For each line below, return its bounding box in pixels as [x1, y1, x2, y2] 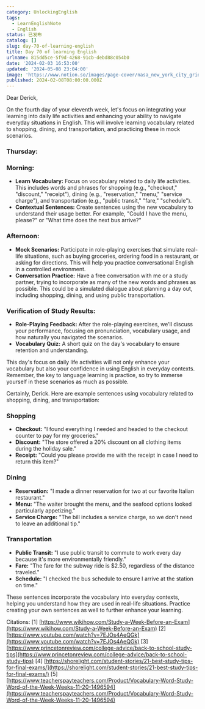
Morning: [6, 163, 35, 172]
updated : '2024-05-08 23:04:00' [6, 66, 88, 72]
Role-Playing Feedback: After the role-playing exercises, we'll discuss [15, 320, 193, 328]
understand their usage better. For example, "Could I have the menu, [15, 210, 188, 217]
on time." [15, 581, 38, 588]
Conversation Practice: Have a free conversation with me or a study [15, 272, 188, 279]
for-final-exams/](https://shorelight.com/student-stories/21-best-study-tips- [6, 664, 198, 671]
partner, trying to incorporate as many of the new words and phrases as [15, 278, 196, 285]
